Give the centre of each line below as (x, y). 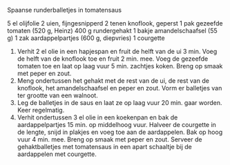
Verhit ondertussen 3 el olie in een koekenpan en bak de (97, 117)
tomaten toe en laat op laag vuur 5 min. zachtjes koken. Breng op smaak (120, 66)
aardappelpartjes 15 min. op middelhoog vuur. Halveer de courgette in (116, 125)
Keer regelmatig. (41, 110)
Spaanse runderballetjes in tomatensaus (65, 10)
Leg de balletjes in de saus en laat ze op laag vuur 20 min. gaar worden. (119, 103)
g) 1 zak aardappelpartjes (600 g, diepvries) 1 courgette (86, 38)
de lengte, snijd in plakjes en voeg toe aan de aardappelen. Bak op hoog (120, 132)
